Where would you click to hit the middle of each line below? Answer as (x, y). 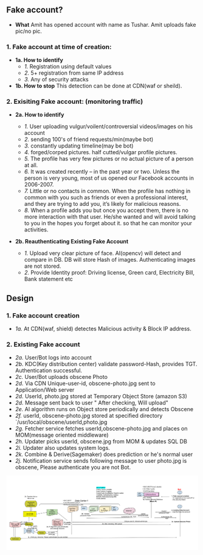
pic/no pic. (29, 31)
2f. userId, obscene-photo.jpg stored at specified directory (89, 416)
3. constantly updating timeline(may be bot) (79, 146)
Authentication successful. (49, 370)
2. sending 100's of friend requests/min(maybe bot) (89, 140)
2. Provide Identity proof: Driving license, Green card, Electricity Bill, (109, 273)
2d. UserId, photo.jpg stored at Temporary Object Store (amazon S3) (101, 397)
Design (20, 298)
